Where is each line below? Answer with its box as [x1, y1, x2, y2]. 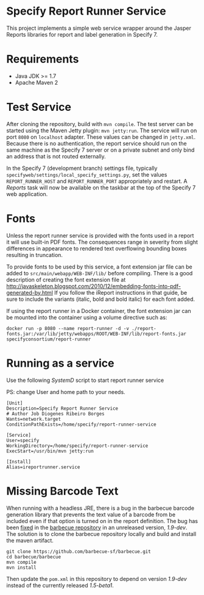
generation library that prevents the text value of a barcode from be [6, 510, 175, 518]
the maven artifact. [6, 537, 54, 544]
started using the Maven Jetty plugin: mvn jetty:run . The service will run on [6, 127, 197, 134]
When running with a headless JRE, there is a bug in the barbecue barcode [6, 504, 195, 512]
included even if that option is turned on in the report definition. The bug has [6, 517, 198, 524]
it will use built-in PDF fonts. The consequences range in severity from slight [6, 238, 198, 245]
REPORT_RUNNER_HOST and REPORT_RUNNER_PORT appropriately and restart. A [6, 177, 188, 185]
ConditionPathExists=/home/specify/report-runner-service [6, 421, 157, 428]
